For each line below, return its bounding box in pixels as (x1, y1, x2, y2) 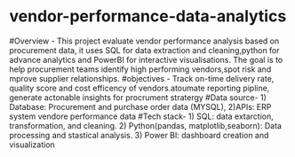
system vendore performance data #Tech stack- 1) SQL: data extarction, (9, 111, 274, 122)
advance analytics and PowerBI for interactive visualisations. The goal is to (9, 54, 283, 65)
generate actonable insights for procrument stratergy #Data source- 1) (9, 91, 267, 103)
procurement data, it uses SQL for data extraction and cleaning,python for (9, 44, 280, 55)
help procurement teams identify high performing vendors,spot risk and (9, 64, 272, 75)
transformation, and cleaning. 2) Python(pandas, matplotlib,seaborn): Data (9, 120, 283, 130)
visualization (9, 139, 55, 150)
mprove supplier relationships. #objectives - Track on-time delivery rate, (9, 73, 275, 83)
